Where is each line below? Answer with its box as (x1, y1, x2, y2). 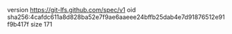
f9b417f (7, 20, 30, 28)
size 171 (30, 20, 53, 28)
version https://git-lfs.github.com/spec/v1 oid (7, 6, 136, 14)
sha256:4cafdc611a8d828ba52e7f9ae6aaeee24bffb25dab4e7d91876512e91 (7, 13, 225, 21)
